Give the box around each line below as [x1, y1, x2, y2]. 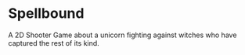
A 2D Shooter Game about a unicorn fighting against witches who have [8, 30, 237, 40]
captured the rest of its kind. [8, 38, 99, 47]
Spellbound [8, 5, 85, 22]
